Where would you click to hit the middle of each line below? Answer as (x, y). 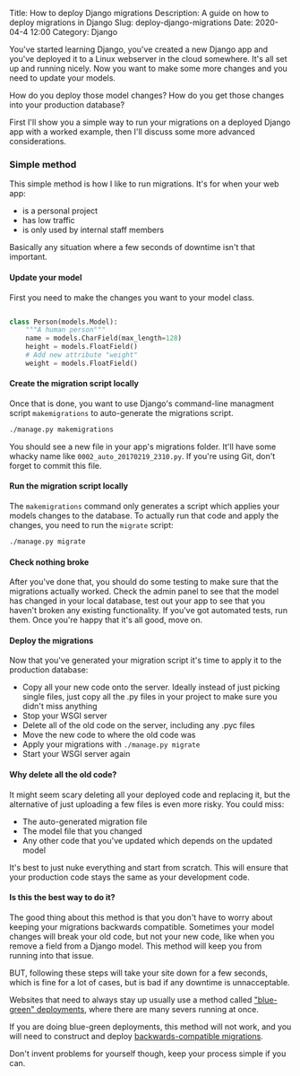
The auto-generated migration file (85, 821)
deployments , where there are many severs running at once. (148, 1009)
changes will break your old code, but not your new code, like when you (142, 936)
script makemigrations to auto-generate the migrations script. (122, 412)
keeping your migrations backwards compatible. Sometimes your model (142, 926)
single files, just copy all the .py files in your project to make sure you (150, 697)
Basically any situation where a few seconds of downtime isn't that (132, 247)
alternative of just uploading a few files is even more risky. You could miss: (147, 804)
